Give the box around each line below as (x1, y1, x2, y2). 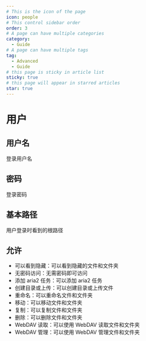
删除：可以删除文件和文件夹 (14, 314, 83, 321)
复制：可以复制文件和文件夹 (14, 307, 83, 314)
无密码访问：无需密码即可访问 (14, 269, 87, 277)
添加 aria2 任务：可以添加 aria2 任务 (14, 277, 102, 284)
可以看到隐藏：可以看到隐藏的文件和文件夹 (14, 262, 119, 269)
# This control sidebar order (6, 20, 81, 25)
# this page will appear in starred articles (6, 80, 120, 86)
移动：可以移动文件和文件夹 (14, 299, 83, 306)
